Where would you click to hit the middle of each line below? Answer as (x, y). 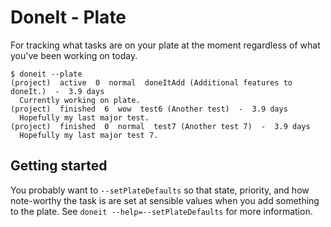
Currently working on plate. (80, 100)
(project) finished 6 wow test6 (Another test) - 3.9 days (149, 109)
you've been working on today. (74, 55)
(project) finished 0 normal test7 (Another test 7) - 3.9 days (160, 126)
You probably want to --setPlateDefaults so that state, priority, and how (160, 190)
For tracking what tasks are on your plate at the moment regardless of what (165, 45)
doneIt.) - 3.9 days (57, 91)
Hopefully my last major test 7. (89, 135)
